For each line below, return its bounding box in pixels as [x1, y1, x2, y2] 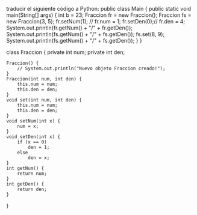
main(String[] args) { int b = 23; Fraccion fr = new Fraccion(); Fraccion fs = [6, 11, 192, 19]
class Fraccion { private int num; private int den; [6, 49, 125, 56]
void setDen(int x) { [6, 134, 61, 140]
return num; [17, 171, 47, 177]
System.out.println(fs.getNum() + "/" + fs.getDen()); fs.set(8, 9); [6, 31, 165, 38]
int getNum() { [6, 165, 45, 171]
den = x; [28, 155, 50, 161]
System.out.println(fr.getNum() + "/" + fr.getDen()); [6, 24, 133, 31]
